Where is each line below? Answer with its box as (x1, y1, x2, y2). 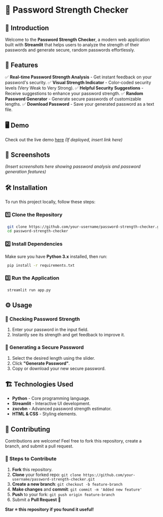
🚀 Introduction (5, 24, 49, 32)
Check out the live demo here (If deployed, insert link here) (5, 136, 123, 143)
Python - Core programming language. (12, 395, 91, 401)
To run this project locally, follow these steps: (5, 199, 96, 205)
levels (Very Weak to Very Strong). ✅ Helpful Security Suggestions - (5, 85, 144, 91)
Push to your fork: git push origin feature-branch (12, 491, 115, 497)
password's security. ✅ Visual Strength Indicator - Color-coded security (5, 79, 151, 85)
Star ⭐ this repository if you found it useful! (5, 506, 94, 512)
